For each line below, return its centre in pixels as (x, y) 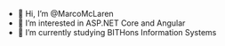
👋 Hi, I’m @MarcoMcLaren (65, 14)
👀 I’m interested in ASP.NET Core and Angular (101, 23)
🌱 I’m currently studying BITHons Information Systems (117, 32)
